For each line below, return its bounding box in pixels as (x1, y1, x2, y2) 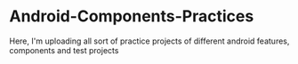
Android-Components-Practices (9, 6, 254, 27)
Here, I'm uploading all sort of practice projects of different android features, (9, 36, 290, 46)
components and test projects (9, 44, 119, 55)
